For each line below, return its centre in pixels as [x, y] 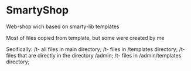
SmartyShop [37, 10]
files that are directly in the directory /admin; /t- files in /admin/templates [94, 55]
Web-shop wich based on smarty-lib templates [63, 26]
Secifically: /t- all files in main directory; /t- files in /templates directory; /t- [96, 49]
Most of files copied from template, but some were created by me [85, 38]
